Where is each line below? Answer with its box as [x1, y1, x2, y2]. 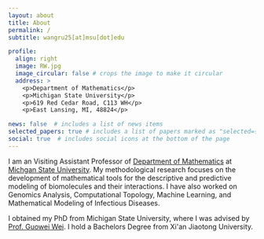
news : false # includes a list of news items [8, 120, 163, 128]
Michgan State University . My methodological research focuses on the [8, 164, 236, 174]
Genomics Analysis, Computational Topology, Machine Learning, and [8, 189, 232, 199]
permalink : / [8, 26, 51, 34]
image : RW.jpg [15, 62, 61, 71]
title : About [8, 19, 51, 27]
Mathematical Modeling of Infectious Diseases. [8, 198, 160, 208]
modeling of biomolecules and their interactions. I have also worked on [8, 182, 237, 191]
